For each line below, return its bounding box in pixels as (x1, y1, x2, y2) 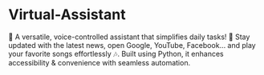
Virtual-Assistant (8, 6, 126, 24)
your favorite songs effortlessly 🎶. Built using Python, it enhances (8, 49, 225, 58)
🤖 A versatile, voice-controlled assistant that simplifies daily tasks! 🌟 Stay (8, 32, 250, 41)
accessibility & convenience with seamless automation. (8, 57, 191, 67)
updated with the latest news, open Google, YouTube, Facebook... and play (8, 40, 256, 49)
